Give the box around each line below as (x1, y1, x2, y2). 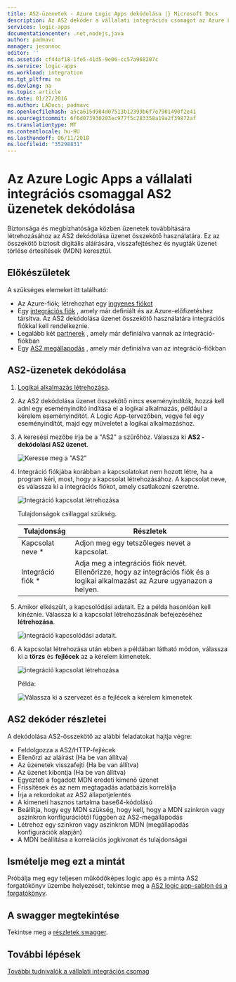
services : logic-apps (7, 23, 71, 30)
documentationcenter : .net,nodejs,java (7, 30, 124, 37)
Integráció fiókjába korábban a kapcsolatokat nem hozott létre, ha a (17, 467, 213, 476)
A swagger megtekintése (7, 909, 120, 921)
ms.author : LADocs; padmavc (7, 102, 90, 109)
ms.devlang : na (7, 82, 52, 89)
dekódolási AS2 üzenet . (17, 440, 89, 448)
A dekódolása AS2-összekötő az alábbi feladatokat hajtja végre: (7, 732, 192, 740)
